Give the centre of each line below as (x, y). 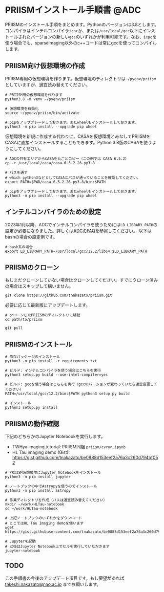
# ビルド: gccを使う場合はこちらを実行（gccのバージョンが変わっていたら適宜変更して (81, 384)
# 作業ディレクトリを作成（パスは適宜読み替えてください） (56, 500)
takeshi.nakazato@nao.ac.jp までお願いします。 (53, 584)
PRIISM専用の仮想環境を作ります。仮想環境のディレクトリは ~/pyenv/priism (81, 78)
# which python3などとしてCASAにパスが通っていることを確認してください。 (73, 177)
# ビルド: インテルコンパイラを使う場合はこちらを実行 (53, 371)
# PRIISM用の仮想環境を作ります (34, 95)
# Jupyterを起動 (20, 541)
